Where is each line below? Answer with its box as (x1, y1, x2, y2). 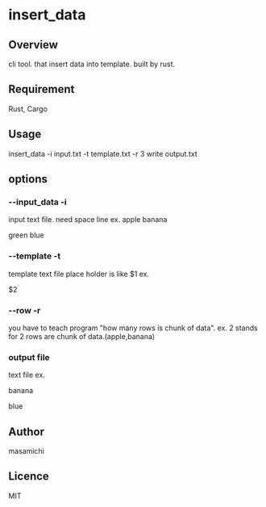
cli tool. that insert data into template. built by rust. (8, 59, 176, 69)
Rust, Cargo (8, 103, 48, 114)
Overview (8, 38, 59, 52)
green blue (8, 230, 44, 240)
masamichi (8, 446, 44, 456)
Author (8, 425, 44, 438)
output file (8, 351, 50, 362)
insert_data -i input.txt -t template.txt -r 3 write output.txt (8, 149, 197, 158)
